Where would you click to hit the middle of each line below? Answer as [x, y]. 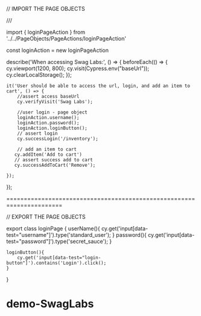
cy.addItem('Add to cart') [48, 155]
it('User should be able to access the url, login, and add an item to [98, 86]
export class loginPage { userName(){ [53, 228]
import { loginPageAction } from [46, 32]
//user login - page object [52, 112]
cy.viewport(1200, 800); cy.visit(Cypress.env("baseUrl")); [78, 68]
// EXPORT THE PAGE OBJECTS [46, 217]
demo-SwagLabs [50, 304]
